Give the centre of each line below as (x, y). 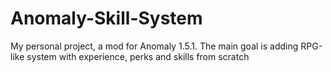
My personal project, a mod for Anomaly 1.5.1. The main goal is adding (154, 46)
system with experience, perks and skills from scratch (138, 56)
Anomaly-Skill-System (106, 18)
